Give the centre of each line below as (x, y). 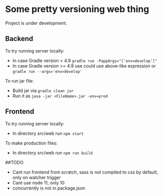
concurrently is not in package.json (49, 188)
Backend (19, 39)
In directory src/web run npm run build (52, 152)
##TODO (14, 162)
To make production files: (31, 143)
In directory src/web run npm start (48, 133)
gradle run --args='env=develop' (47, 71)
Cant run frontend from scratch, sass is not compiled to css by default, (85, 172)
